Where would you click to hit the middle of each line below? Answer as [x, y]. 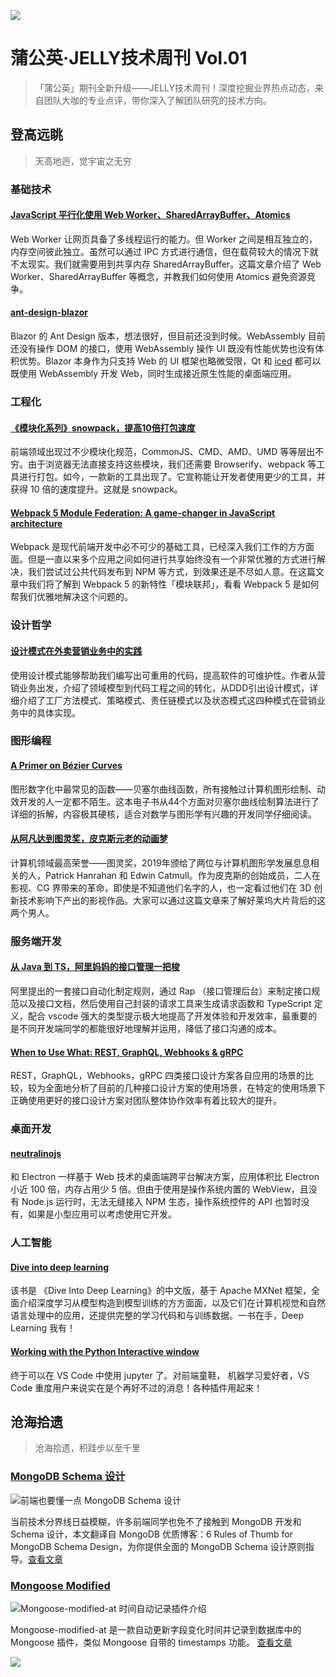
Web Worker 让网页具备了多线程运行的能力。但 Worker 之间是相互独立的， [164, 239]
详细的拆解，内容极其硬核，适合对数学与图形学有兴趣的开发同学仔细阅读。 [163, 814]
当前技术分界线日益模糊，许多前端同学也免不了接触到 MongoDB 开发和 [156, 1521]
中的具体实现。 [49, 712]
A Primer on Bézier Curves [66, 766]
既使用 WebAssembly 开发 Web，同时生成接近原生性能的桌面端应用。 [153, 374]
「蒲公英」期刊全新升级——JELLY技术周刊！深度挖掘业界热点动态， [175, 87]
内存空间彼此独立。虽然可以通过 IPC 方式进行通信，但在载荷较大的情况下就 [164, 251]
